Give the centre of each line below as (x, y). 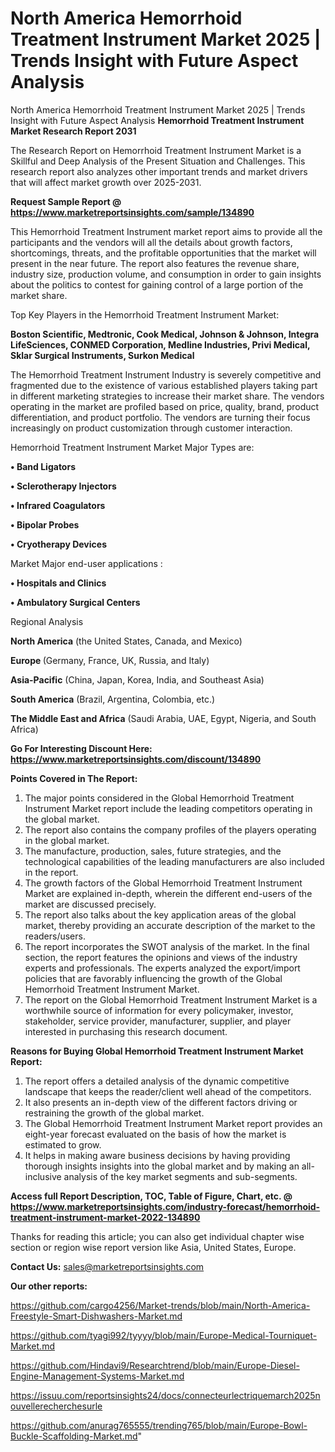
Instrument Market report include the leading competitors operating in (168, 808)
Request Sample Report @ (66, 201)
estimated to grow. (63, 1144)
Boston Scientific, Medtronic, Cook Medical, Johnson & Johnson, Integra (165, 334)
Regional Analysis (47, 621)
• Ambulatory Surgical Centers (75, 602)
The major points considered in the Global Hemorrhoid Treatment (159, 798)
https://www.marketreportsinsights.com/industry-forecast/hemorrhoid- (165, 1206)
